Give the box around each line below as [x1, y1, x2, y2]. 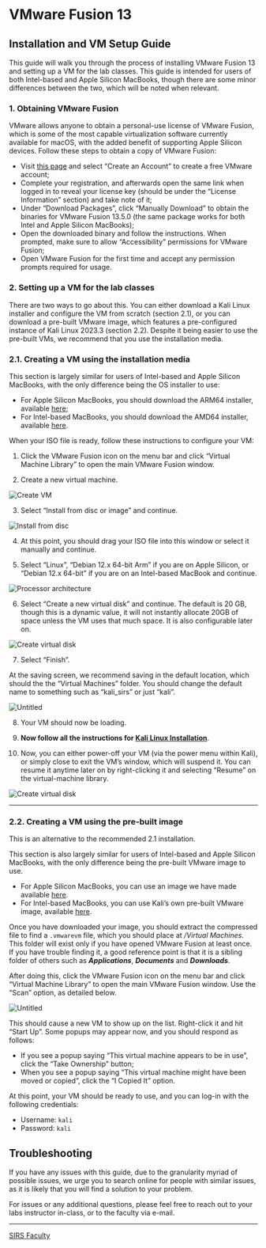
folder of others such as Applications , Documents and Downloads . [9, 956, 230, 965]
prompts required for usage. [20, 263, 113, 272]
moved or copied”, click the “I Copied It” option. [20, 1076, 176, 1086]
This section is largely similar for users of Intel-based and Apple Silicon [9, 371, 241, 381]
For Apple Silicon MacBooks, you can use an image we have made [20, 882, 237, 891]
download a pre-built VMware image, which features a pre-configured [9, 317, 238, 326]
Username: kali [20, 1115, 73, 1125]
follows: [9, 1035, 35, 1045]
